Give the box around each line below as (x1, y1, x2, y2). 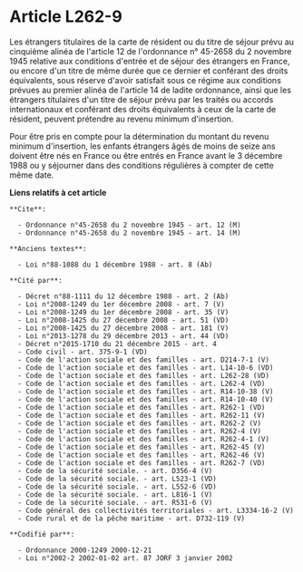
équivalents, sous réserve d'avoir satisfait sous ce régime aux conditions (9, 74, 281, 85)
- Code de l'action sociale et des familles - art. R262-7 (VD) (17, 458, 266, 468)
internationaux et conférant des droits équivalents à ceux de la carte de (9, 103, 277, 114)
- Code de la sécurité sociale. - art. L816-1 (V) (17, 490, 213, 499)
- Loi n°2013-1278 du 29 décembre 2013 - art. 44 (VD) (17, 331, 230, 341)
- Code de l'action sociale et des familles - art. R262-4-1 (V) (17, 434, 270, 443)
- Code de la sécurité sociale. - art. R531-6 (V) (17, 498, 213, 507)
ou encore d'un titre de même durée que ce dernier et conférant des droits (9, 65, 288, 76)
